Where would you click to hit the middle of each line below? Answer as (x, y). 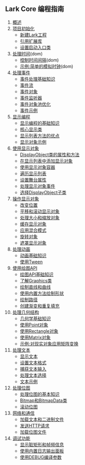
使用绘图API (25, 268)
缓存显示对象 (33, 224)
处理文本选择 (33, 375)
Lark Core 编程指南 (35, 9)
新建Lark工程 (33, 35)
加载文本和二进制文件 (42, 419)
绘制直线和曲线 (35, 287)
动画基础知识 (33, 255)
